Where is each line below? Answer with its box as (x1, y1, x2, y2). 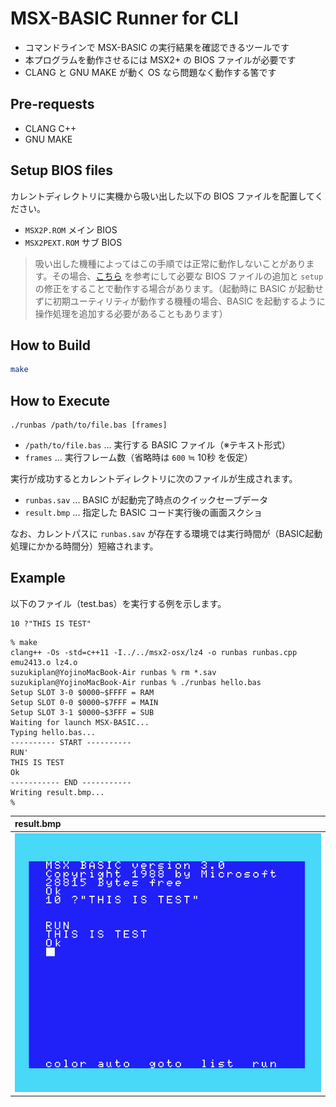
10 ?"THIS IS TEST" (10, 618, 92, 629)
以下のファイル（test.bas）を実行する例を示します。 (10, 597, 227, 609)
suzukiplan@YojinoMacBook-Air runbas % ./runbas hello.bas (10, 677, 262, 687)
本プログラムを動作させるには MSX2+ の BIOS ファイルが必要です (24, 53, 297, 66)
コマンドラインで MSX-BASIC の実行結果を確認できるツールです (24, 41, 290, 53)
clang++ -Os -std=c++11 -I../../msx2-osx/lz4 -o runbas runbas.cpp (10, 647, 298, 657)
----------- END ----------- (10, 777, 132, 787)
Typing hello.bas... (10, 727, 97, 737)
